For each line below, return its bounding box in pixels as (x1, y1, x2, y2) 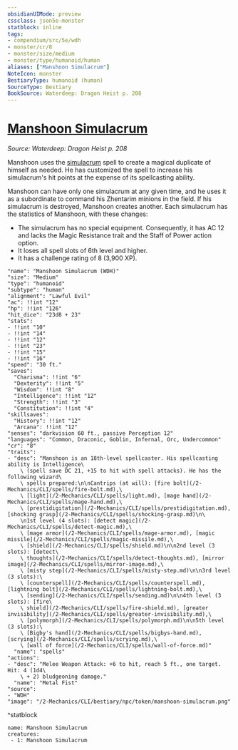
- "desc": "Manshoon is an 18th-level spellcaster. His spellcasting (7, 455, 219, 462)
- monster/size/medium (7, 51, 75, 58)
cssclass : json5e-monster (7, 17, 84, 24)
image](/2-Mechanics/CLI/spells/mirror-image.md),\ (7, 561, 164, 568)
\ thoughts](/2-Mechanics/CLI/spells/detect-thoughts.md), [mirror (20, 555, 224, 562)
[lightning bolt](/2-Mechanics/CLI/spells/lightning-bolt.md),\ (7, 586, 202, 593)
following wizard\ (7, 473, 62, 481)
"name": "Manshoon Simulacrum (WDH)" (7, 268, 120, 275)
